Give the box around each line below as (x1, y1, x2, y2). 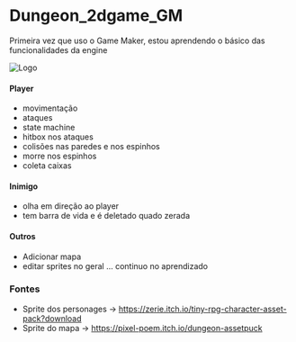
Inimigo (9, 181, 39, 192)
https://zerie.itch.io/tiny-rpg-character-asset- (118, 303, 287, 314)
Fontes (9, 283, 40, 295)
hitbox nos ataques (22, 131, 94, 142)
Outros (9, 230, 36, 241)
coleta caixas (22, 160, 72, 171)
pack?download (22, 312, 83, 324)
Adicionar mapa (22, 251, 82, 262)
